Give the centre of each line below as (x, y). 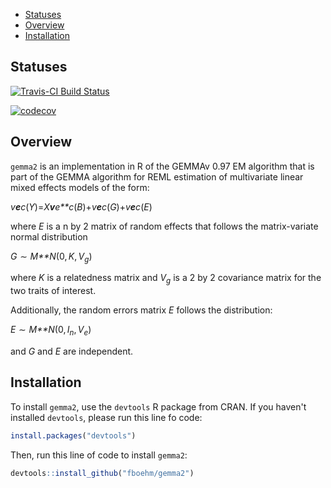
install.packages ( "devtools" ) (73, 435)
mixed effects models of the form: (80, 187)
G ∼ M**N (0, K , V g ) (51, 257)
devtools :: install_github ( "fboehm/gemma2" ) (102, 473)
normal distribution (49, 236)
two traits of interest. (53, 291)
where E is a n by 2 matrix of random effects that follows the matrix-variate (164, 226)
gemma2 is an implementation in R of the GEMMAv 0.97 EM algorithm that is (162, 166)
